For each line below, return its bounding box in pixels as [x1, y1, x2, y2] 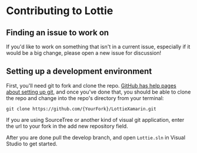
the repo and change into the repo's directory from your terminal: [6, 94, 164, 101]
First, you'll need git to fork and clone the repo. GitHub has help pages [6, 82, 176, 89]
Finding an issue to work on [6, 28, 109, 38]
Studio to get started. [6, 140, 58, 147]
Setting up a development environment [6, 66, 152, 76]
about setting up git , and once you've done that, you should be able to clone [6, 88, 191, 95]
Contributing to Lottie [6, 4, 113, 18]
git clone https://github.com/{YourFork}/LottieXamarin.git [6, 106, 157, 112]
